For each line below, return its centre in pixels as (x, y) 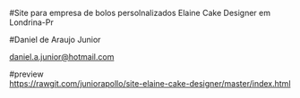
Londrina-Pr (31, 22)
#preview (26, 74)
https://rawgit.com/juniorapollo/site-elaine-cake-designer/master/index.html (150, 83)
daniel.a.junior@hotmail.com (62, 57)
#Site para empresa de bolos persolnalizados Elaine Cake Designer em (140, 13)
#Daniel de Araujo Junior (55, 40)
